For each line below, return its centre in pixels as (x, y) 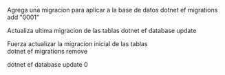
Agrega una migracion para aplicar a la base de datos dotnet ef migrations (112, 10)
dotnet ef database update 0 (47, 64)
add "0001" (23, 17)
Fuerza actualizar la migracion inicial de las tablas (77, 44)
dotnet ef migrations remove (47, 51)
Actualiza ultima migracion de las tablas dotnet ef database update (102, 31)
